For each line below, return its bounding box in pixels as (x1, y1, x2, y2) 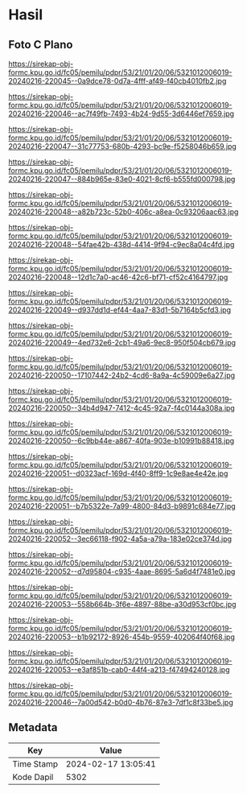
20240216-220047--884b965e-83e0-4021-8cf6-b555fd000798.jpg (8, 175, 236, 184)
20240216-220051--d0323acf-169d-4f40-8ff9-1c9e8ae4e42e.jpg (8, 469, 228, 478)
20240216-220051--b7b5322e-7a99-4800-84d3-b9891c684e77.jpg (8, 502, 236, 510)
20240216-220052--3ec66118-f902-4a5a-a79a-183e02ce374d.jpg (8, 534, 232, 543)
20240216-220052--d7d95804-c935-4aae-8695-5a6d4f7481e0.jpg (8, 567, 236, 576)
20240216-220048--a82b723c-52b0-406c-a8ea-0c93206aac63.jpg (8, 207, 239, 217)
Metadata (8, 721, 58, 734)
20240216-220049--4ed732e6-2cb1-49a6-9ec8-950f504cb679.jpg (8, 338, 236, 347)
